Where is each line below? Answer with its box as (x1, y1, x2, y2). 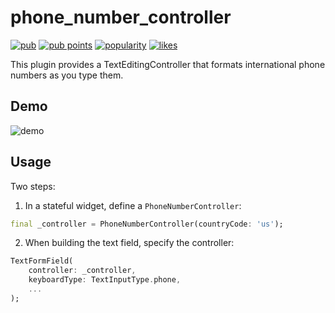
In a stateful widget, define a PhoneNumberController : (24, 199, 242, 211)
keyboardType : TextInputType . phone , (28, 275, 182, 285)
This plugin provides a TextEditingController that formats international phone (10, 58, 326, 70)
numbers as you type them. (10, 69, 124, 81)
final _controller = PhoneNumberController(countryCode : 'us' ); (10, 219, 284, 229)
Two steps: (10, 180, 56, 192)
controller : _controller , (28, 266, 137, 276)
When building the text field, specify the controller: (24, 237, 235, 249)
